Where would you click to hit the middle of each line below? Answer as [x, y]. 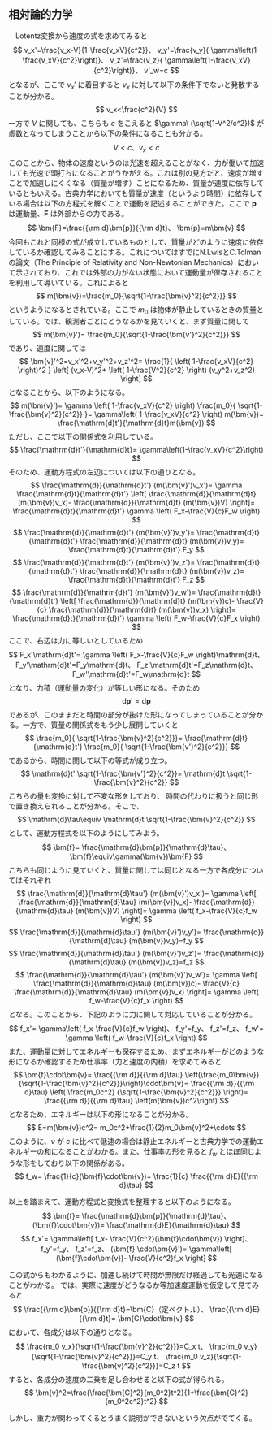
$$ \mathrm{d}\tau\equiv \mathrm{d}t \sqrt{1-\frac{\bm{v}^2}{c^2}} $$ [136, 820]
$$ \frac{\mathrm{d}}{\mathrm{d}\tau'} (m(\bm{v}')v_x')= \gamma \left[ [136, 894]
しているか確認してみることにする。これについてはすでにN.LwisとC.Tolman [135, 252]
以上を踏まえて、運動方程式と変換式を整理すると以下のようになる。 [122, 1202]
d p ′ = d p [136, 701]
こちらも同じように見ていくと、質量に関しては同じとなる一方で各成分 [125, 870]
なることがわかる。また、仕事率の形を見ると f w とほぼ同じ [156, 1152]
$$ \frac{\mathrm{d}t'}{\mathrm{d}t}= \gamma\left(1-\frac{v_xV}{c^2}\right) [136, 450]
